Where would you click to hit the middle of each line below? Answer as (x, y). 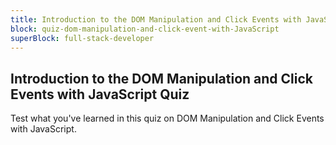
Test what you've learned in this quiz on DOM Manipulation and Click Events (167, 118)
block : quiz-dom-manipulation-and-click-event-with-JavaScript (145, 29)
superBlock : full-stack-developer (82, 38)
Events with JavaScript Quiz (100, 94)
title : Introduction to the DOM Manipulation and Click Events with (156, 19)
